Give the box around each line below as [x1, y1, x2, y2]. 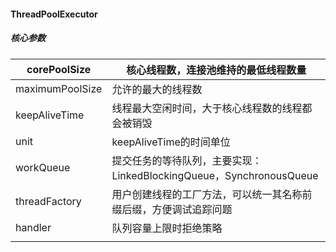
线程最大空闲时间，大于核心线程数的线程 [111, 101, 303, 115]
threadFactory [15, 194, 82, 208]
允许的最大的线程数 [111, 82, 203, 96]
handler [15, 220, 52, 234]
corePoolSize [26, 62, 92, 76]
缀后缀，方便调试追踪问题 [111, 202, 233, 216]
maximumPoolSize [15, 81, 103, 95]
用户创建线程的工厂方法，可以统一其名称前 [111, 187, 313, 201]
